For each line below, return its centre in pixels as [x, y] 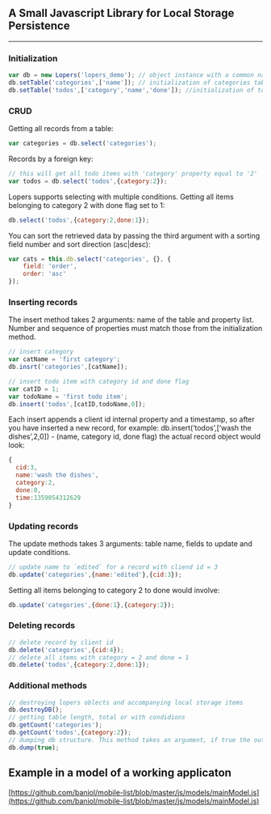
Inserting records [43, 302]
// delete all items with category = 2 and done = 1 [99, 657]
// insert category [41, 352]
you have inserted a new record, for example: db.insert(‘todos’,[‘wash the [130, 428]
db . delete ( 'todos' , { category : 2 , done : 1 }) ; [79, 665]
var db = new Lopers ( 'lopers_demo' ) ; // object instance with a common [131, 75]
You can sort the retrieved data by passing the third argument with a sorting [134, 235]
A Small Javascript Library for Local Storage [121, 13]
